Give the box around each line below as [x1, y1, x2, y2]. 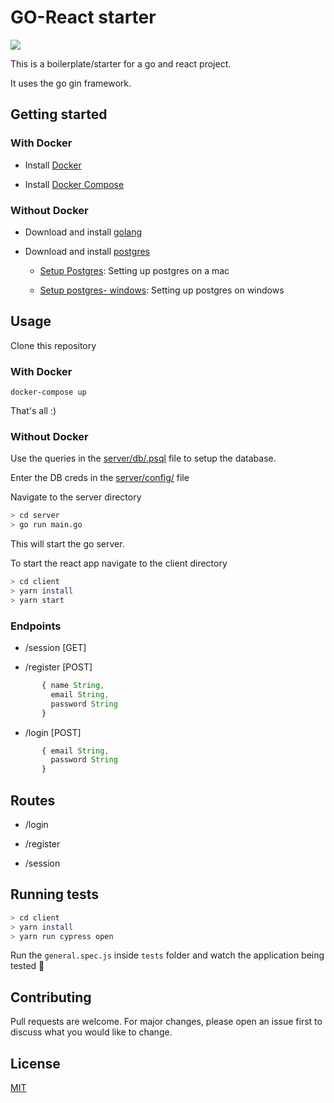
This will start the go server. [10, 538, 125, 550]
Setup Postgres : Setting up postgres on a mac [39, 264, 230, 276]
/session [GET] [24, 642, 87, 653]
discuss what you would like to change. [10, 1026, 173, 1038]
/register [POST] [24, 661, 93, 673]
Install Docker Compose [24, 178, 125, 190]
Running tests [10, 886, 100, 903]
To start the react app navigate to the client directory [10, 557, 228, 570]
